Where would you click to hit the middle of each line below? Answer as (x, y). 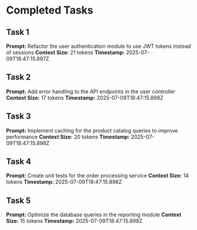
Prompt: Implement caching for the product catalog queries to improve (92, 130)
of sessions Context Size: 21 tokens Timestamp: (66, 52)
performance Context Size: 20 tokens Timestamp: (68, 137)
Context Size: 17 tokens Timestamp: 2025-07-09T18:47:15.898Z (85, 97)
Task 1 (18, 32)
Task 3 (19, 116)
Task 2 (19, 77)
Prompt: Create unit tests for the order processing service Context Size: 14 (98, 176)
